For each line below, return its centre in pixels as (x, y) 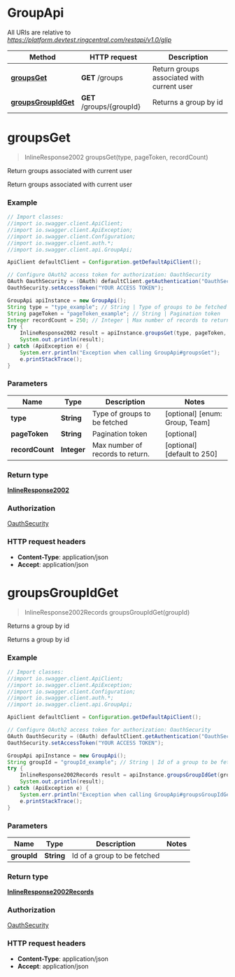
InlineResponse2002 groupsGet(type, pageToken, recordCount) (116, 157)
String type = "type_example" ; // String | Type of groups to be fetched (117, 307)
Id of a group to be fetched (116, 855)
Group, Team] (187, 422)
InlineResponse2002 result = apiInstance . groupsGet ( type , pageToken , (123, 333)
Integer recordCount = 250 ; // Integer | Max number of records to (108, 320)
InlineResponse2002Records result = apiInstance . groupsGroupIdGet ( (120, 775)
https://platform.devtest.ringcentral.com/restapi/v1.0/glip (90, 39)
